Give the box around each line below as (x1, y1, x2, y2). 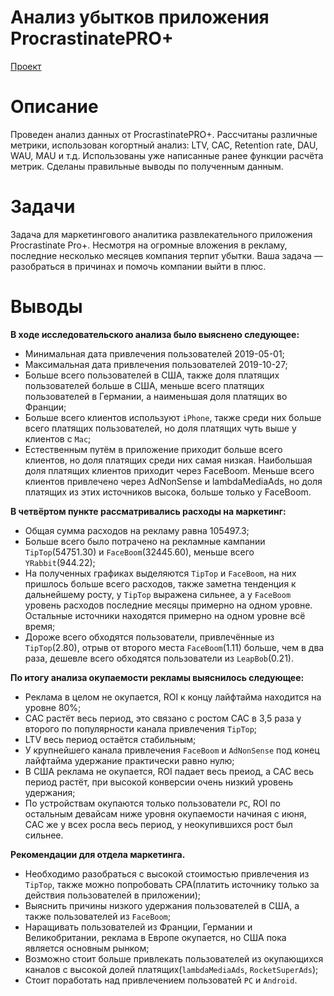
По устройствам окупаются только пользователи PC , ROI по (24, 797, 281, 809)
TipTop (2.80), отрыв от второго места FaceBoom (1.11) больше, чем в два (24, 641, 325, 653)
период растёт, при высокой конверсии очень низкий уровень (24, 776, 294, 788)
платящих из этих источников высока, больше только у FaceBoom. (24, 486, 312, 498)
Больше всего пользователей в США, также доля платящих (24, 369, 280, 381)
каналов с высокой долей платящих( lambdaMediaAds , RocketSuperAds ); (24, 963, 319, 975)
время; (24, 620, 56, 632)
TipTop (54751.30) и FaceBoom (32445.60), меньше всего (24, 546, 255, 558)
